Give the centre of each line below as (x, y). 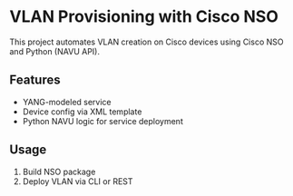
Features (35, 80)
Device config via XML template (82, 112)
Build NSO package (59, 171)
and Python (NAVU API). (54, 51)
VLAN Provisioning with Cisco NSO (144, 17)
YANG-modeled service (67, 102)
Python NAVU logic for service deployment (103, 121)
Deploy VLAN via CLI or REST (78, 181)
